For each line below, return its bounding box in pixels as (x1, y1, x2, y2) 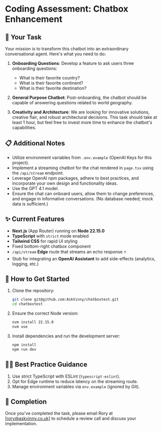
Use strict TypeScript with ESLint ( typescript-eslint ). (12, 373, 120, 379)
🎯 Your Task (5, 33, 42, 41)
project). (12, 160, 30, 165)
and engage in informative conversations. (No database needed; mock (12, 195, 153, 202)
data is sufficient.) (12, 201, 49, 207)
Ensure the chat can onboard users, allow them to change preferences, (12, 191, 154, 196)
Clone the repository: (12, 287, 55, 294)
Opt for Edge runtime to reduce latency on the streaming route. (12, 378, 138, 384)
